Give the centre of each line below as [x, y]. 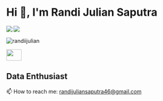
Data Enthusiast [37, 77]
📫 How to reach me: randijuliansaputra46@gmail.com [74, 91]
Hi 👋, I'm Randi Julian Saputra [82, 12]
